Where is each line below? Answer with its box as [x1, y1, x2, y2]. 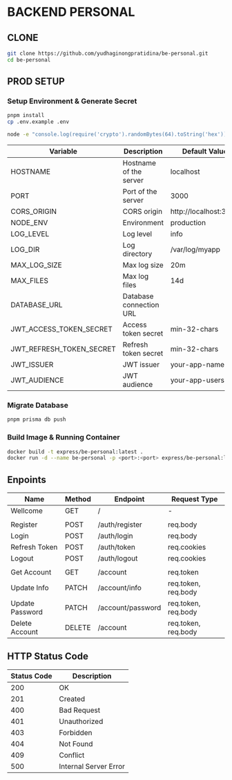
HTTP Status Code [7, 651, 88, 662]
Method [64, 494, 91, 504]
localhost [170, 167, 200, 176]
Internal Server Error [59, 761, 126, 771]
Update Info [10, 583, 49, 592]
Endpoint [114, 494, 145, 504]
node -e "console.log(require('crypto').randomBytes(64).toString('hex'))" [7, 131, 230, 138]
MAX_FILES [10, 276, 48, 286]
